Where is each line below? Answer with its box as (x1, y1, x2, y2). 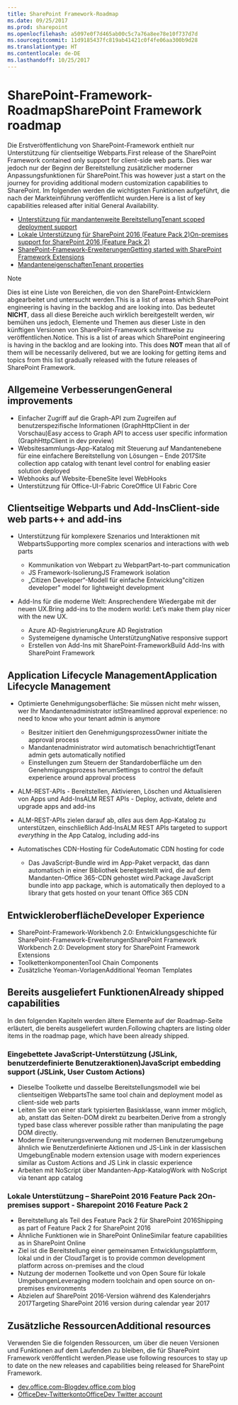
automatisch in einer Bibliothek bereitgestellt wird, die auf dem (28, 866, 211, 875)
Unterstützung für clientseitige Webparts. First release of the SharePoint (7, 148, 217, 157)
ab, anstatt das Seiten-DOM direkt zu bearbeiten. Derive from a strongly (17, 1113, 227, 1122)
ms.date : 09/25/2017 (7, 17, 69, 24)
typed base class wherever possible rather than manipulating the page (17, 1121, 224, 1130)
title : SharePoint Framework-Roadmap (7, 10, 119, 18)
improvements (7, 395, 73, 407)
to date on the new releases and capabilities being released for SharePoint (7, 1361, 225, 1370)
